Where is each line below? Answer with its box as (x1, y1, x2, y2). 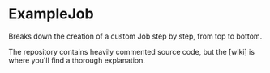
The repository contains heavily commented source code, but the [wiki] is (8, 47, 255, 56)
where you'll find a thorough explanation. (8, 55, 146, 65)
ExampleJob (8, 5, 95, 23)
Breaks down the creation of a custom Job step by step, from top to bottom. (8, 31, 263, 41)
